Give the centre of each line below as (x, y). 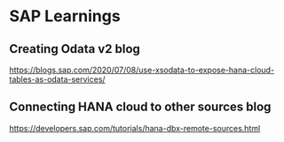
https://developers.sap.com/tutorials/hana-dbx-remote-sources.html (135, 128)
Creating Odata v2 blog (75, 49)
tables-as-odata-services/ (57, 79)
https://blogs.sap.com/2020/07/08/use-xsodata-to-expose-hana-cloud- (142, 70)
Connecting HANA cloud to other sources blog (140, 107)
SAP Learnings (65, 16)
